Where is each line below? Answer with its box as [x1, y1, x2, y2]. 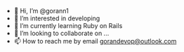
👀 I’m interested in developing [13, 14, 100, 22]
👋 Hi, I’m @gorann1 [13, 7, 69, 15]
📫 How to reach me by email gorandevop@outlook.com [13, 37, 177, 45]
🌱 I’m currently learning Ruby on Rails [13, 22, 123, 30]
